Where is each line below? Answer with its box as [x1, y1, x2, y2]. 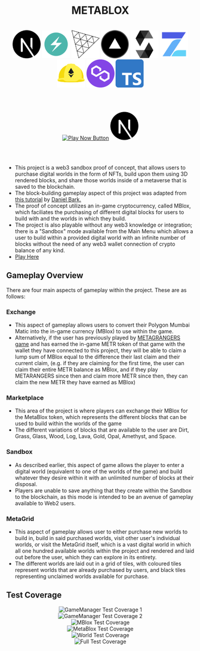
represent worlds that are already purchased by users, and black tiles [14, 566, 186, 573]
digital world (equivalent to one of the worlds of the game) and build [14, 468, 183, 475]
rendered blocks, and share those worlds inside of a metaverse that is [14, 176, 187, 183]
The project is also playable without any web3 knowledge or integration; [14, 221, 193, 228]
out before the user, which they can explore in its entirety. [14, 553, 157, 560]
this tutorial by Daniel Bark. [14, 195, 82, 203]
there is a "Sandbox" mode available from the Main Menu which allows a [14, 227, 193, 234]
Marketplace [6, 393, 44, 402]
